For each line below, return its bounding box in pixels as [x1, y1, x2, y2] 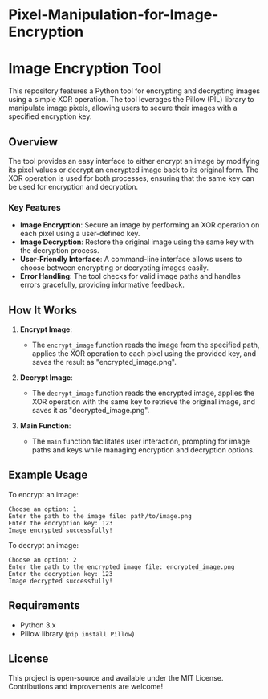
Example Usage [8, 468, 88, 482]
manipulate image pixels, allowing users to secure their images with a [8, 103, 238, 113]
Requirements [8, 599, 80, 612]
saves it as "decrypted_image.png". [31, 406, 150, 415]
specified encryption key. [8, 112, 92, 121]
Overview [8, 135, 59, 149]
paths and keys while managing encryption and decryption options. [31, 445, 255, 455]
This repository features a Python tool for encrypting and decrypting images [8, 86, 261, 96]
